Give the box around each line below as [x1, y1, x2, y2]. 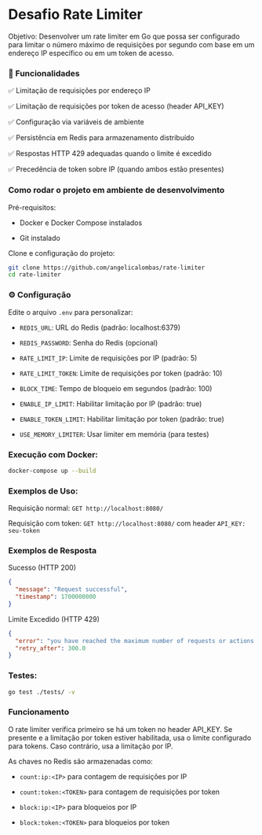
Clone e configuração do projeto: [8, 248, 115, 257]
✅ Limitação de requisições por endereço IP [8, 86, 151, 95]
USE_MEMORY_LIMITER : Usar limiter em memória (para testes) [19, 429, 209, 438]
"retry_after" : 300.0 [15, 644, 86, 652]
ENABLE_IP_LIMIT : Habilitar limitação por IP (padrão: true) [19, 399, 202, 408]
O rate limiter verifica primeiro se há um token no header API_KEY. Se [8, 724, 233, 733]
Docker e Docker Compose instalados [19, 218, 143, 227]
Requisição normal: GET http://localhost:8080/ [8, 504, 164, 513]
